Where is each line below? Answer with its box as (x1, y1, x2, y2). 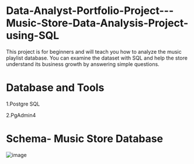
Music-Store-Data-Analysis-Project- (6, 16, 189, 30)
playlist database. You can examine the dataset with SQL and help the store (6, 54, 188, 61)
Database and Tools (6, 81, 105, 95)
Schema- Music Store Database (6, 132, 164, 145)
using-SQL (6, 29, 60, 42)
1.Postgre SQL (6, 100, 40, 107)
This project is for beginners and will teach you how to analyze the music (6, 48, 182, 55)
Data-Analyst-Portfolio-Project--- (6, 4, 174, 18)
